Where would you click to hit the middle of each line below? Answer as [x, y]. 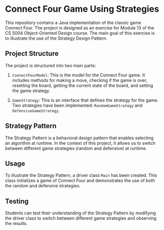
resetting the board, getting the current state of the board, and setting [82, 85]
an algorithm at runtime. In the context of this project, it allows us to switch [80, 143]
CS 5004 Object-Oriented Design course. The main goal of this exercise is [80, 33]
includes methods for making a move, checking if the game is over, [80, 80]
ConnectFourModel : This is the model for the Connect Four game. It [79, 75]
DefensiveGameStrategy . [36, 110]
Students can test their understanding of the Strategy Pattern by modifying [81, 213]
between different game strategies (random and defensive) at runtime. [76, 148]
